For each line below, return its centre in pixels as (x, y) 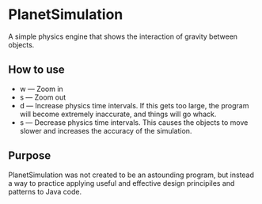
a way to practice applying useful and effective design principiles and (122, 183)
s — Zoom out (43, 97)
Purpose (30, 156)
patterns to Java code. (45, 191)
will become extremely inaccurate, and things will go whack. (118, 114)
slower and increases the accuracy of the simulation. (106, 130)
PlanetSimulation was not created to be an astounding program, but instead (131, 175)
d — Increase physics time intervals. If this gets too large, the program (134, 105)
